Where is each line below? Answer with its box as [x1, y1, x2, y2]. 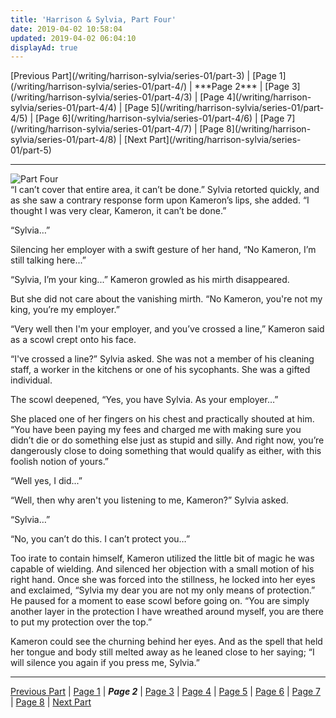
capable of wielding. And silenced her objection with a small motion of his [10, 563, 315, 575]
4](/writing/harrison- [226, 91, 312, 103]
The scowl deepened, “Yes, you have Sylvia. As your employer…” [10, 394, 279, 406]
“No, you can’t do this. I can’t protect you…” [10, 533, 191, 545]
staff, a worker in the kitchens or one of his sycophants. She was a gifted [10, 364, 311, 376]
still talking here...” [10, 254, 87, 266]
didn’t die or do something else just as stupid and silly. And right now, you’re [10, 434, 325, 446]
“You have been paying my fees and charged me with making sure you [10, 424, 302, 436]
